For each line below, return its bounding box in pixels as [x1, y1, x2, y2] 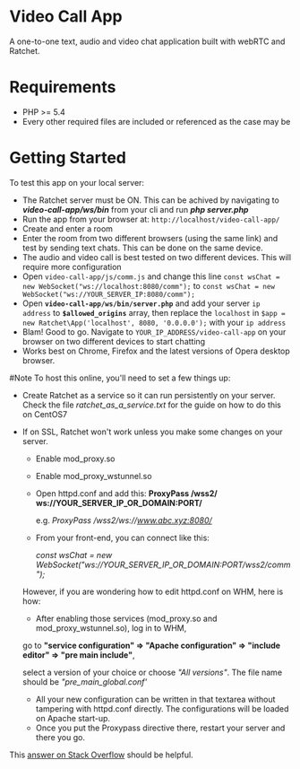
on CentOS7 [21, 408, 68, 419]
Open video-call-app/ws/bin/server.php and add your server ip [21, 298, 261, 309]
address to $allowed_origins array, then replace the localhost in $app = [21, 307, 286, 318]
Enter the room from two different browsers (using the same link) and [21, 232, 279, 243]
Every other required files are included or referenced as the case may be [21, 116, 291, 127]
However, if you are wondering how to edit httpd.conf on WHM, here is [21, 586, 284, 597]
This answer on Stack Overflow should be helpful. [9, 749, 194, 760]
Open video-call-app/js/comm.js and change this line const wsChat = [21, 271, 280, 282]
